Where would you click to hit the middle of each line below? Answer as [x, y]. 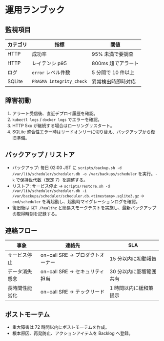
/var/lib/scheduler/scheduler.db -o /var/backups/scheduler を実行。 [83, 173]
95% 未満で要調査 [113, 54]
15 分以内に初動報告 [133, 259]
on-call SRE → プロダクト [70, 255]
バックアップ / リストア [40, 155]
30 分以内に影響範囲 [133, 271]
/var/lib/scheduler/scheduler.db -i [49, 191]
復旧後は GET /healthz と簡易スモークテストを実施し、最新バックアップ [84, 207]
